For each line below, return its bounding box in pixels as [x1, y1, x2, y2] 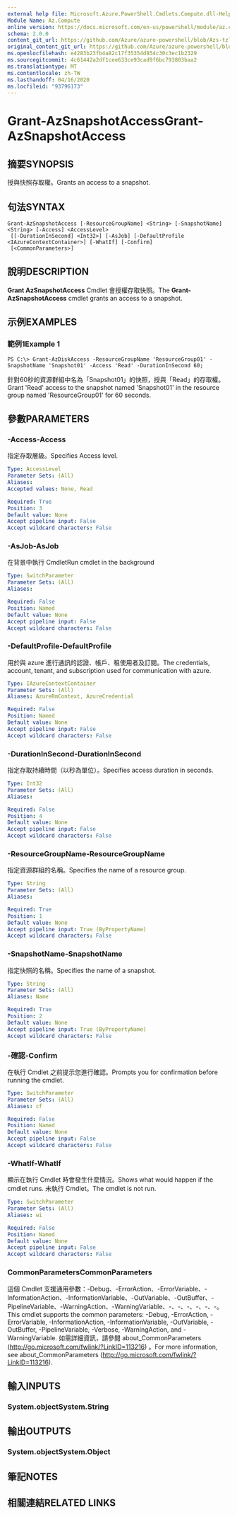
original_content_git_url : [7, 43, 87, 50]
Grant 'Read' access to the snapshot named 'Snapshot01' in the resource [7, 383, 220, 391]
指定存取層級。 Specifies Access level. [7, 451, 119, 460]
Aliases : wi [7, 1211, 42, 1219]
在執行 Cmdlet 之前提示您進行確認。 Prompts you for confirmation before [7, 1068, 219, 1076]
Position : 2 [7, 1013, 42, 1020]
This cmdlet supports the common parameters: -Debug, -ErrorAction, [7, 1310, 209, 1318]
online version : [7, 23, 55, 30]
